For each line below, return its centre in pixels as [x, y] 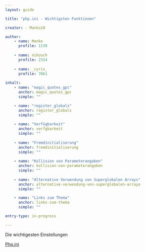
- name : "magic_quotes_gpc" [43, 87]
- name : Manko [28, 41]
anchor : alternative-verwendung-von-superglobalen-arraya [79, 184]
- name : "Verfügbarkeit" [40, 124]
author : [13, 37]
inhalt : [13, 83]
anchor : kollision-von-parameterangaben [60, 166]
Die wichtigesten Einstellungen [37, 235]
